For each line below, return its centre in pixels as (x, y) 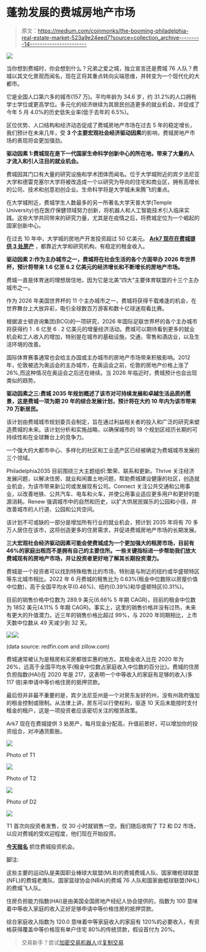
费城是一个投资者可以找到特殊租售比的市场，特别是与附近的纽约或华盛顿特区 (103, 571)
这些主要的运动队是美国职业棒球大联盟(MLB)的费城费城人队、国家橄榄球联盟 (103, 872)
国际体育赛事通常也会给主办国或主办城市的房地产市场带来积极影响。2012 (98, 357)
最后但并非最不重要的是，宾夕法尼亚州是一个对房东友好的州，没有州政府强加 (103, 695)
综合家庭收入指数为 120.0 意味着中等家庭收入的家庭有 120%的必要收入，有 (100, 921)
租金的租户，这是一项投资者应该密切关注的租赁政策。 (74, 710)
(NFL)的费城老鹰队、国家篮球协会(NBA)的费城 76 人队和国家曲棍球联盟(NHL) (103, 880)
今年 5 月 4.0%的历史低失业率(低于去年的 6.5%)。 (69, 112)
